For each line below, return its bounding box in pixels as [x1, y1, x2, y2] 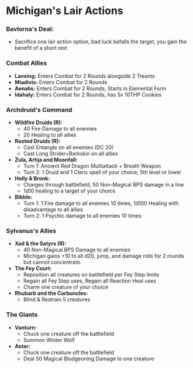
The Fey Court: [14, 265, 52, 272]
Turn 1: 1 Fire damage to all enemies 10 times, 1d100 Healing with [23, 200, 179, 207]
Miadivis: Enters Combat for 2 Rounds [14, 78, 108, 85]
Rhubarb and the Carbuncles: [14, 290, 88, 297]
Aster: [14, 342, 30, 349]
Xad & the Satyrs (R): [14, 240, 67, 247]
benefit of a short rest [14, 44, 67, 51]
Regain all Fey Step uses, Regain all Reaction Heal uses [23, 277, 157, 284]
